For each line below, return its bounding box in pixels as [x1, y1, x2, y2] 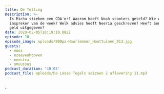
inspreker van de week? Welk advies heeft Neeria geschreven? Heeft [9, 21, 152, 26]
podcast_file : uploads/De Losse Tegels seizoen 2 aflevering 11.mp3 [5, 71, 147, 76]
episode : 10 [5, 35, 29, 40]
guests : [5, 44, 21, 48]
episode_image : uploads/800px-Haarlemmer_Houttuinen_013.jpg [5, 39, 132, 44]
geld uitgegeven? [9, 25, 45, 30]
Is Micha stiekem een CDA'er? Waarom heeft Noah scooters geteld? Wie [9, 16, 156, 21]
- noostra [9, 57, 29, 62]
